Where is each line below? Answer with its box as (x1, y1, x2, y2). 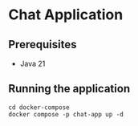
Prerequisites (8, 38, 77, 51)
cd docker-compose (8, 103, 70, 112)
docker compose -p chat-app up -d (8, 110, 124, 118)
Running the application (8, 82, 131, 96)
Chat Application (8, 6, 124, 24)
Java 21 (19, 59, 46, 68)
